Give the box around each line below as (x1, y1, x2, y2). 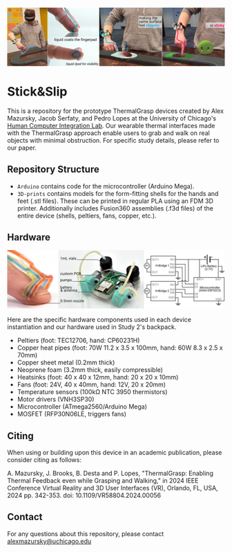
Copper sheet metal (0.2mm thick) (17, 358, 115, 367)
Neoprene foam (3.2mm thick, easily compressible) (17, 366, 164, 374)
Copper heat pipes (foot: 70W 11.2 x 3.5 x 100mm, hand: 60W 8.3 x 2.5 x (17, 344, 223, 352)
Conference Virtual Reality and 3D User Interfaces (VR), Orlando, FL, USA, (7, 484, 219, 492)
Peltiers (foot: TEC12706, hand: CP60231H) (17, 337, 140, 345)
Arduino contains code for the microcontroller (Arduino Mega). (17, 181, 195, 190)
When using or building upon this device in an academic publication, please (7, 448, 222, 457)
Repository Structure (7, 163, 100, 175)
